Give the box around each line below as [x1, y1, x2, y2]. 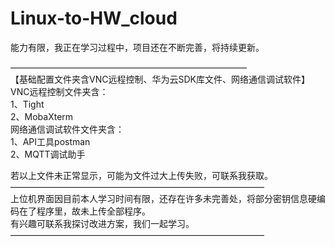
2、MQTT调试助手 [10, 148, 86, 160]
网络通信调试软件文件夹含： [10, 123, 125, 135]
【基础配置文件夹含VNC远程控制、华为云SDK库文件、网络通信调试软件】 [10, 73, 310, 85]
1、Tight [10, 98, 45, 110]
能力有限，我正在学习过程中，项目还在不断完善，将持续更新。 [10, 41, 265, 53]
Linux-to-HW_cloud [10, 7, 178, 30]
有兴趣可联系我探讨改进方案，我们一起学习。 [10, 217, 195, 229]
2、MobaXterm [10, 110, 74, 122]
